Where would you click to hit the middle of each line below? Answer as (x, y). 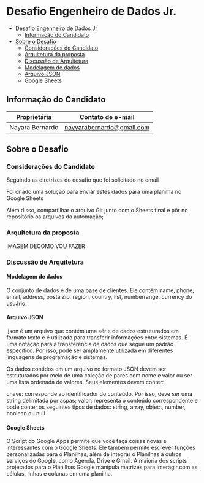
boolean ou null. (27, 414)
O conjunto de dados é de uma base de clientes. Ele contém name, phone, (100, 290)
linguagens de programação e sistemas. (57, 357)
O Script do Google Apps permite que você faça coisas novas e (86, 441)
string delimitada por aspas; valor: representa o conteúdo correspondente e (102, 401)
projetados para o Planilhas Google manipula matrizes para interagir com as (102, 467)
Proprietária (34, 117)
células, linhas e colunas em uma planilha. (59, 474)
